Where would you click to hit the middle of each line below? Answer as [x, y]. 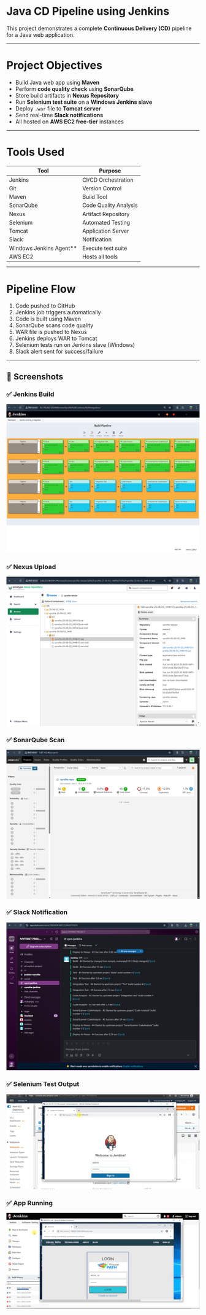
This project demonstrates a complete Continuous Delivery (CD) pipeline [99, 28]
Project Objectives [55, 65]
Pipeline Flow [41, 289]
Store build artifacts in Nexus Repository [67, 95]
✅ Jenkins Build [30, 394]
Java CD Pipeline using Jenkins [88, 11]
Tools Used [36, 152]
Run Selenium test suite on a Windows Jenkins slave [84, 102]
